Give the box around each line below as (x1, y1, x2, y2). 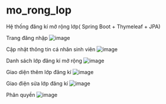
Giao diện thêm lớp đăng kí (6, 68, 72, 75)
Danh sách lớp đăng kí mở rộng (6, 57, 83, 64)
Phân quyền (6, 91, 35, 98)
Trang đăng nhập (6, 34, 48, 41)
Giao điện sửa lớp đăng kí (6, 80, 69, 87)
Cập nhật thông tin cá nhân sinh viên (6, 45, 96, 53)
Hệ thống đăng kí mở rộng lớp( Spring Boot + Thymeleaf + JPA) (6, 23, 161, 30)
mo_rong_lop (6, 4, 72, 17)
